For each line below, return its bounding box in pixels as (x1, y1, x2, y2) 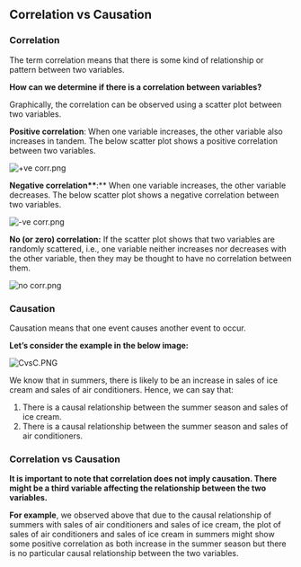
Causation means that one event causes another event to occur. (9, 323, 246, 333)
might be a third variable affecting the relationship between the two (9, 483, 267, 493)
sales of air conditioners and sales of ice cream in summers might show (9, 529, 276, 540)
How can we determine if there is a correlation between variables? (9, 81, 262, 93)
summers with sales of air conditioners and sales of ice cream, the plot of (9, 519, 281, 530)
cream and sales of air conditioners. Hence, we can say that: (9, 384, 234, 394)
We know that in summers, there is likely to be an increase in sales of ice (9, 375, 279, 385)
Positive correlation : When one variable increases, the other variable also (9, 126, 283, 137)
